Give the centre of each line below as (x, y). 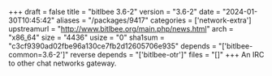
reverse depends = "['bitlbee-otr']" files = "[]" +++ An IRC (167, 55)
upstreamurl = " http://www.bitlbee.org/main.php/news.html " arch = (121, 29)
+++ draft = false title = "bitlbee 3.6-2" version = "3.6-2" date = (114, 12)
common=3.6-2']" (39, 55)
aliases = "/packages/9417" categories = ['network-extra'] (154, 20)
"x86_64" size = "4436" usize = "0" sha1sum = (86, 37)
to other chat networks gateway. (63, 63)
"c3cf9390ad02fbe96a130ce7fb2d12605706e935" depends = (112, 46)
